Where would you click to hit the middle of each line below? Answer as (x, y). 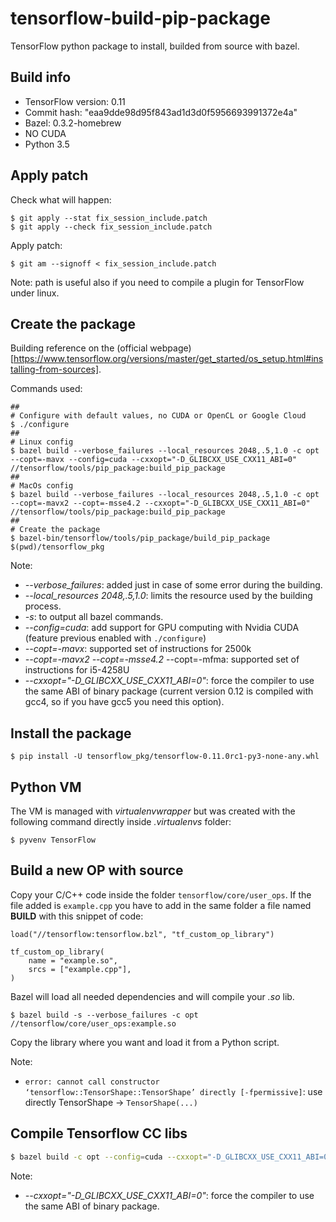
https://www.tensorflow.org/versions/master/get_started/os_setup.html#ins (168, 359)
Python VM (46, 787)
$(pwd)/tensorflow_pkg (57, 547)
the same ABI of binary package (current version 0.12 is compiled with (169, 691)
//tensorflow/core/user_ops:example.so (93, 1023)
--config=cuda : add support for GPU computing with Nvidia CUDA (162, 628)
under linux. (35, 293)
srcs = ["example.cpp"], (80, 969)
